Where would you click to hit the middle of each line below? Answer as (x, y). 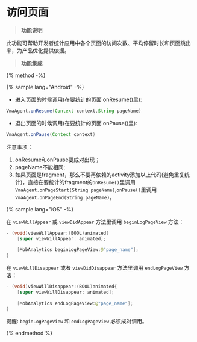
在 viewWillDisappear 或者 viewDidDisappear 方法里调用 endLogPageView (95, 268)
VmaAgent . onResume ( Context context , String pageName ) (74, 111)
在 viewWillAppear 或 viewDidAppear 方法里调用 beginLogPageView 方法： (95, 222)
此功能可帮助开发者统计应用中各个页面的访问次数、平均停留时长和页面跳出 (98, 43)
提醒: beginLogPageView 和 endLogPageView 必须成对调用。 (77, 321)
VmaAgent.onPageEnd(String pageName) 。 (65, 197)
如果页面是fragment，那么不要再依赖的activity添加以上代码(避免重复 (100, 175)
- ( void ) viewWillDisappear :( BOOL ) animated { (62, 287)
